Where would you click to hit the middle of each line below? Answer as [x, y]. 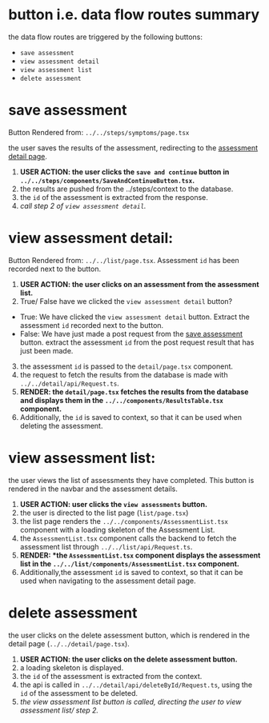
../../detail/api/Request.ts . [70, 383]
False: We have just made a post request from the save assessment [131, 334]
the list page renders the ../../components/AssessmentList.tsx [124, 521]
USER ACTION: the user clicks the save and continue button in [124, 172]
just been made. [46, 350]
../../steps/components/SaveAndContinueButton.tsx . [107, 180]
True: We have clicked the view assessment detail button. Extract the [134, 317]
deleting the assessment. [61, 425]
